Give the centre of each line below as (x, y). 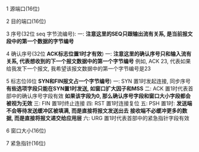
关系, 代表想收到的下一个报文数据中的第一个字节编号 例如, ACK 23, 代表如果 (99, 61)
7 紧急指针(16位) (26, 143)
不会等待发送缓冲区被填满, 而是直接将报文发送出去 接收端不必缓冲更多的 (94, 111)
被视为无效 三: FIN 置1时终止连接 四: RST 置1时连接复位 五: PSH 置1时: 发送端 (99, 103)
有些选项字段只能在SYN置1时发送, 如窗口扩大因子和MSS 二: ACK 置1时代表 (97, 88)
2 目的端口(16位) (26, 21)
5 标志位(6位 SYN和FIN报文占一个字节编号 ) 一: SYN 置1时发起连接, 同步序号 (99, 81)
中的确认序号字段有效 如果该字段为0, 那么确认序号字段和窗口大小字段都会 (101, 96)
